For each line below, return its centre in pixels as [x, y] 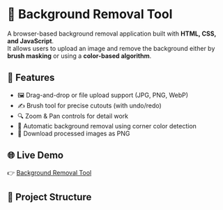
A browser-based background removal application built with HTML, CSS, [112, 33]
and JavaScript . [31, 40]
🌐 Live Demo [36, 155]
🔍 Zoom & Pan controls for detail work [73, 116]
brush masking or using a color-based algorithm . [79, 56]
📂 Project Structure [49, 197]
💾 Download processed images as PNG [74, 133]
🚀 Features [31, 78]
